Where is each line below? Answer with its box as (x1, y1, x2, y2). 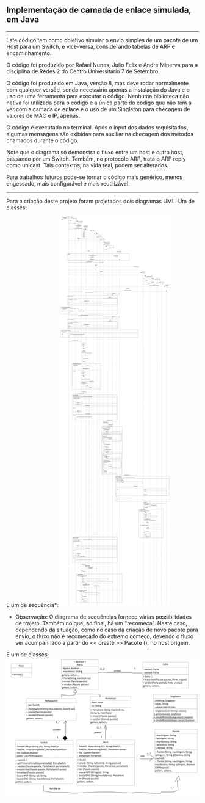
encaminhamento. (6, 49, 52, 57)
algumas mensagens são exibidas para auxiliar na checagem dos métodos (6, 130, 194, 137)
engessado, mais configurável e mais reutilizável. (6, 180, 130, 187)
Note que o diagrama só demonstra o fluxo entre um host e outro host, (6, 148, 184, 156)
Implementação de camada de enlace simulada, (6, 5, 192, 15)
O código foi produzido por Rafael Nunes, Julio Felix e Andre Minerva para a (6, 61, 198, 68)
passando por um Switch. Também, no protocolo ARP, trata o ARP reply (6, 155, 186, 162)
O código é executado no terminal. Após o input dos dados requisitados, (6, 123, 189, 131)
